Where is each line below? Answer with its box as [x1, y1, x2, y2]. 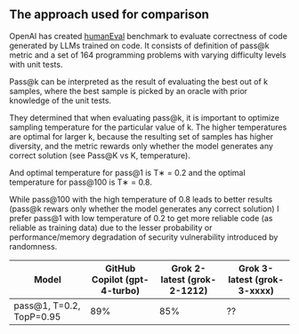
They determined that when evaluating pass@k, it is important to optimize [9, 112, 280, 123]
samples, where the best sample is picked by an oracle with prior [9, 85, 247, 96]
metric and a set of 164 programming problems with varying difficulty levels [9, 49, 287, 60]
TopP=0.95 [13, 310, 61, 322]
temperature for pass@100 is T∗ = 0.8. [9, 177, 153, 187]
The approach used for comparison [9, 7, 209, 22]
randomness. [9, 241, 58, 251]
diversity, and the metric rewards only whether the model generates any [9, 140, 274, 151]
